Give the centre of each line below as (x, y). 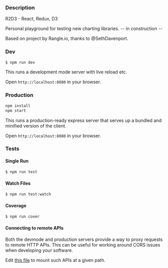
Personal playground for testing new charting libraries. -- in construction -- (84, 29)
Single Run (17, 161)
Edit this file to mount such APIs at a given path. (55, 260)
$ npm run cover (22, 216)
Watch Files (18, 183)
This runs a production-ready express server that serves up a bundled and (83, 120)
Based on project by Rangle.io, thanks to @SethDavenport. (67, 39)
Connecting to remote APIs (34, 228)
